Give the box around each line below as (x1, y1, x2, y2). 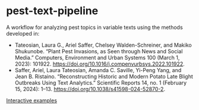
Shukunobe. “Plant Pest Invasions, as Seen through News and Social (14, 47, 183, 54)
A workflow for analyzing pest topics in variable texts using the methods (6, 24, 183, 31)
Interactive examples (6, 96, 58, 104)
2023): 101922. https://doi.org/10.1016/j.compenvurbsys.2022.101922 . (14, 60, 185, 67)
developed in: (6, 30, 40, 37)
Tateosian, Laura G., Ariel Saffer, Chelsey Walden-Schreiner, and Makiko (14, 41, 192, 48)
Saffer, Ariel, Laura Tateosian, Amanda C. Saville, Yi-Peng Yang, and (14, 66, 182, 73)
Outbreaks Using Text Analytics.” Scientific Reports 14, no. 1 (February (14, 79, 187, 86)
